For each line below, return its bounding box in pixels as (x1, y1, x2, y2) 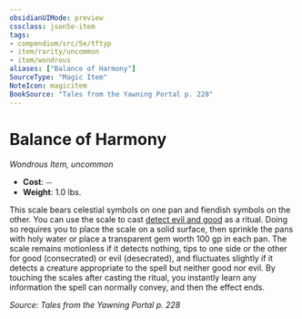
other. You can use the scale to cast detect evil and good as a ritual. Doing (9, 214, 288, 225)
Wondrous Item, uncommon (9, 159, 114, 170)
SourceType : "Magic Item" (9, 73, 107, 82)
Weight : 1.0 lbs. (22, 187, 82, 198)
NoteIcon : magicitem (9, 81, 88, 90)
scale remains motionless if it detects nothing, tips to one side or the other (9, 243, 288, 254)
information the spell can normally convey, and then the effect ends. (9, 282, 266, 293)
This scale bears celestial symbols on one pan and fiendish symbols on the (9, 204, 291, 215)
